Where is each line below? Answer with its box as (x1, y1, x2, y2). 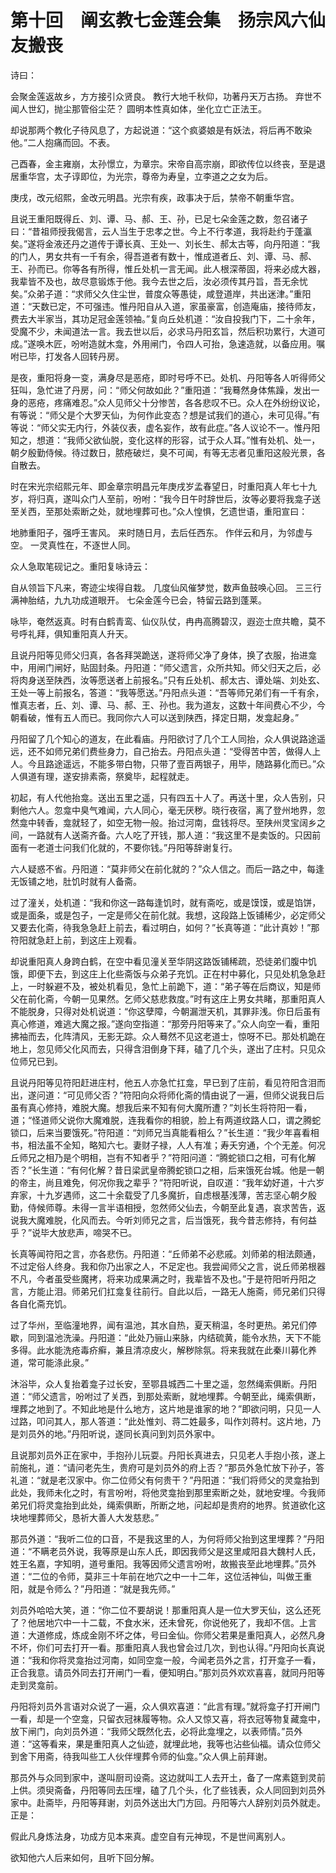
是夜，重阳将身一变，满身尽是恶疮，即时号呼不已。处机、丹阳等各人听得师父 (10, 371, 326, 383)
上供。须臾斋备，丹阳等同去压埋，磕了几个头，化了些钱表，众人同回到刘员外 (10, 1784, 326, 1796)
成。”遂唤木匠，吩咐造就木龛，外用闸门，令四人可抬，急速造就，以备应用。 (10, 337, 317, 350)
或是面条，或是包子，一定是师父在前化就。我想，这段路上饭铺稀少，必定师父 (10, 909, 326, 921)
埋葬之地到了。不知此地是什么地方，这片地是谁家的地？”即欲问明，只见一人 (10, 1402, 322, 1415)
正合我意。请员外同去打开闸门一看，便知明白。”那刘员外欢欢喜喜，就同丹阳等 (10, 1666, 326, 1678)
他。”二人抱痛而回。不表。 (10, 136, 116, 148)
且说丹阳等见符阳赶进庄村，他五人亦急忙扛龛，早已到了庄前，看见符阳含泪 (10, 1076, 317, 1088)
